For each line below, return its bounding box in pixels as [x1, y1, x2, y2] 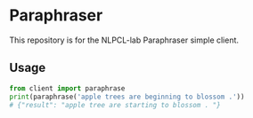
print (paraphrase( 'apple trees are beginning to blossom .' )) [9, 92, 245, 101]
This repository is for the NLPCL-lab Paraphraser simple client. [9, 35, 239, 45]
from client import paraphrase [9, 83, 126, 93]
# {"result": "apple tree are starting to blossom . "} [9, 100, 221, 109]
